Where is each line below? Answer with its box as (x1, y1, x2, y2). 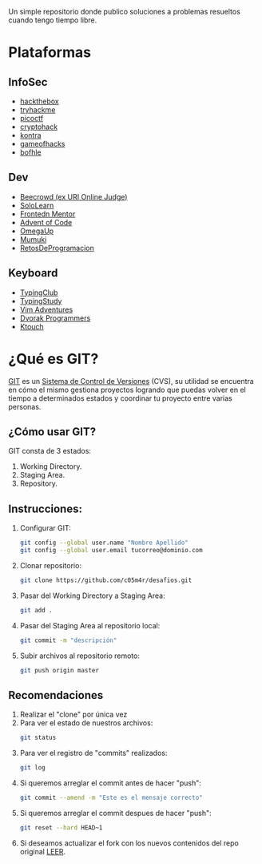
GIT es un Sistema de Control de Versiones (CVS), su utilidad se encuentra (8, 376, 254, 386)
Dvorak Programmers (19, 313, 91, 323)
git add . (19, 606, 54, 614)
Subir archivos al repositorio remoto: (19, 651, 140, 660)
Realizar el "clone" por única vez (19, 709, 128, 720)
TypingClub (19, 288, 58, 297)
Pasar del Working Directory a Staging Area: (19, 591, 165, 600)
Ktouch (19, 321, 44, 331)
